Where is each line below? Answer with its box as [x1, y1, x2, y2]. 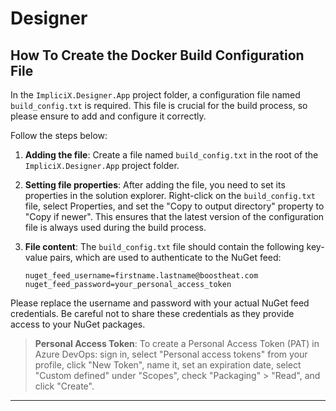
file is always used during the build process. [24, 222, 207, 233]
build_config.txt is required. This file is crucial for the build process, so [10, 100, 308, 111]
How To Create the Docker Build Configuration [10, 47, 305, 64]
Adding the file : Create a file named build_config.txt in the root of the [24, 149, 319, 161]
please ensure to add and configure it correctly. [10, 110, 207, 122]
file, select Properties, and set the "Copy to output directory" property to [24, 200, 325, 212]
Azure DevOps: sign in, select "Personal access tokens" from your [34, 348, 308, 360]
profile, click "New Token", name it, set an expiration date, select [34, 359, 302, 371]
